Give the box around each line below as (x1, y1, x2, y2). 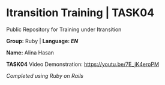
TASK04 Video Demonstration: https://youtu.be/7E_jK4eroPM (6, 60, 160, 68)
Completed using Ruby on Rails (6, 72, 84, 79)
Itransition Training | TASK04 (6, 6, 155, 20)
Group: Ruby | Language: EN (6, 37, 79, 44)
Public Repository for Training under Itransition (6, 26, 122, 33)
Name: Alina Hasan (6, 48, 54, 56)
